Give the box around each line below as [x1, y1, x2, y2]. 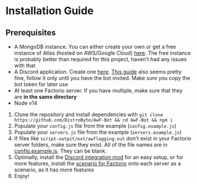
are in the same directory [14, 93, 77, 100]
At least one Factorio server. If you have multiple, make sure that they [14, 87, 183, 94]
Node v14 [14, 100, 38, 107]
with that [14, 62, 36, 69]
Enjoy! [14, 173, 29, 179]
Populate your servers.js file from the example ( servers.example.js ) [14, 128, 182, 136]
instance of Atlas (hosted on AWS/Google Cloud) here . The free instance [14, 49, 191, 57]
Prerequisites [5, 28, 56, 38]
